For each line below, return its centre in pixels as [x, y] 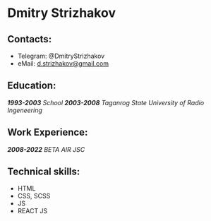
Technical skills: [44, 172]
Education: [32, 86]
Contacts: [30, 39]
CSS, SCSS [34, 196]
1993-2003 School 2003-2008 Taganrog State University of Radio [106, 102]
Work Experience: [48, 132]
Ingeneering [25, 110]
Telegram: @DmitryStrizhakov [61, 56]
